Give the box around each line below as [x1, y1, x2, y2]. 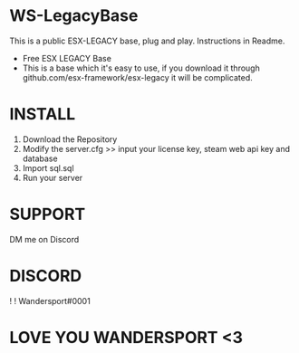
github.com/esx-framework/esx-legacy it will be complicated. [22, 72, 254, 82]
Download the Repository [22, 133, 118, 145]
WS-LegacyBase [9, 5, 139, 26]
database [22, 153, 58, 164]
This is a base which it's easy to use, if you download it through [22, 62, 260, 73]
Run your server [22, 172, 83, 183]
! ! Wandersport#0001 [9, 295, 91, 306]
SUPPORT [9, 205, 86, 224]
